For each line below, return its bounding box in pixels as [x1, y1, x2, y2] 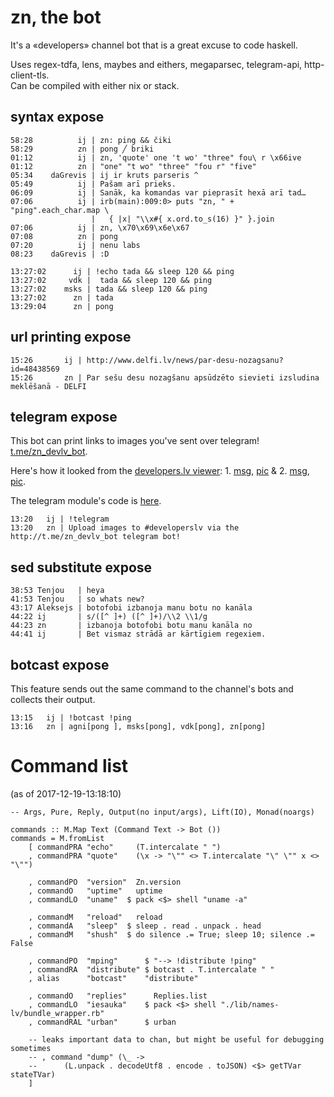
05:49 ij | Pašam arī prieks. [10, 179, 177, 189]
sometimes [10, 1043, 52, 1053]
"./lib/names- [220, 999, 280, 1010]
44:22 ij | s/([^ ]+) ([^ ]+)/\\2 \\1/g [10, 612, 208, 622]
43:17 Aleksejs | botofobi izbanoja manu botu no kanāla [10, 603, 253, 613]
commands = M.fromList [10, 833, 105, 843]
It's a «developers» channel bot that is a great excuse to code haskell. [10, 39, 298, 51]
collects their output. [10, 694, 96, 705]
